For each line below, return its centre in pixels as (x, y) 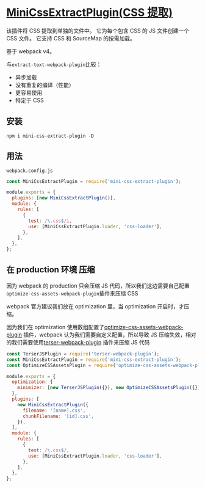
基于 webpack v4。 (31, 51)
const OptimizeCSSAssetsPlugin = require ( (61, 365)
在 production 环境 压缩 (51, 270)
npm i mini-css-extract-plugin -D (50, 136)
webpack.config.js (30, 171)
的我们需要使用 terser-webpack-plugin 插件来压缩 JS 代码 (78, 342)
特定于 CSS (29, 100)
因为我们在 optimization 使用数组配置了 (56, 327)
